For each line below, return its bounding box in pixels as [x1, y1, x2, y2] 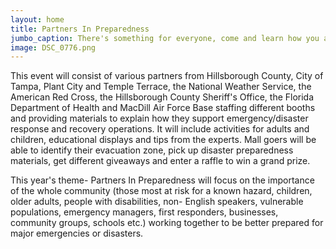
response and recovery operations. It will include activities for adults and [10, 123, 310, 135]
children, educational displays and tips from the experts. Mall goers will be [10, 134, 317, 146]
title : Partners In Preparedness [10, 24, 150, 34]
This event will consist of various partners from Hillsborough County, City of [10, 70, 324, 82]
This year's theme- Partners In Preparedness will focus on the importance [10, 174, 315, 186]
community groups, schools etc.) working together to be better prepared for [10, 217, 324, 229]
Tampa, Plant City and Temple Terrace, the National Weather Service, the [10, 81, 312, 93]
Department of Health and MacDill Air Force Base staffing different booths [10, 102, 316, 114]
